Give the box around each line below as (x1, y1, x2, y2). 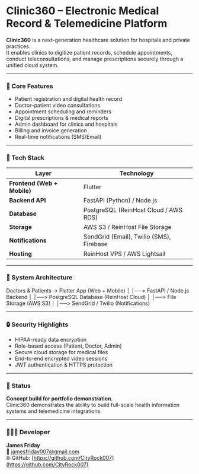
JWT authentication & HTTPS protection (14, 361, 113, 368)
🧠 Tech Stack (6, 154, 45, 162)
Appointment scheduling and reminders (14, 108, 111, 115)
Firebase (83, 240, 108, 248)
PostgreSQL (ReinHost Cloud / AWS (83, 206, 183, 214)
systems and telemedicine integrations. (6, 408, 102, 415)
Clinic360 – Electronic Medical (6, 4, 159, 18)
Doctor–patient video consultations (14, 102, 101, 109)
